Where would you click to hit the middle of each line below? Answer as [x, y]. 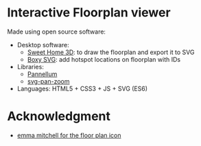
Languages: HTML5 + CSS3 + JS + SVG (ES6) [82, 88]
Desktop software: [43, 45]
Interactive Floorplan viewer [89, 13]
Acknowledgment [59, 116]
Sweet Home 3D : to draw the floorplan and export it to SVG [111, 52]
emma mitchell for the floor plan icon [69, 135]
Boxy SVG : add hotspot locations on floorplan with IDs [104, 59]
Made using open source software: [57, 32]
